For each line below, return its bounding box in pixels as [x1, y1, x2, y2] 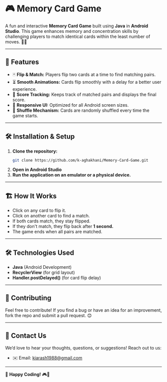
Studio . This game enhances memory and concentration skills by [5, 28, 139, 34]
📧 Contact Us [5, 332, 47, 340]
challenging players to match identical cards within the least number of [5, 33, 151, 39]
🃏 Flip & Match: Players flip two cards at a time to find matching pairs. [12, 71, 156, 77]
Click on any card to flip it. [12, 207, 66, 213]
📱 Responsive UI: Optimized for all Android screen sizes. [12, 102, 129, 108]
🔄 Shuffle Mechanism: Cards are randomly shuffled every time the [12, 107, 150, 113]
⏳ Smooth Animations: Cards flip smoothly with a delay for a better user [12, 79, 162, 85]
